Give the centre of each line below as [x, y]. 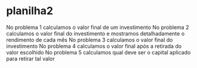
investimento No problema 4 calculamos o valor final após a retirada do [94, 46]
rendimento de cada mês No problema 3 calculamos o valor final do [90, 40]
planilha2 [30, 11]
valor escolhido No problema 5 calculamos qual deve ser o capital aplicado [98, 52]
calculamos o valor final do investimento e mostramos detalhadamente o [96, 33]
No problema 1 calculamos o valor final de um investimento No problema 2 [98, 27]
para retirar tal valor [30, 59]
